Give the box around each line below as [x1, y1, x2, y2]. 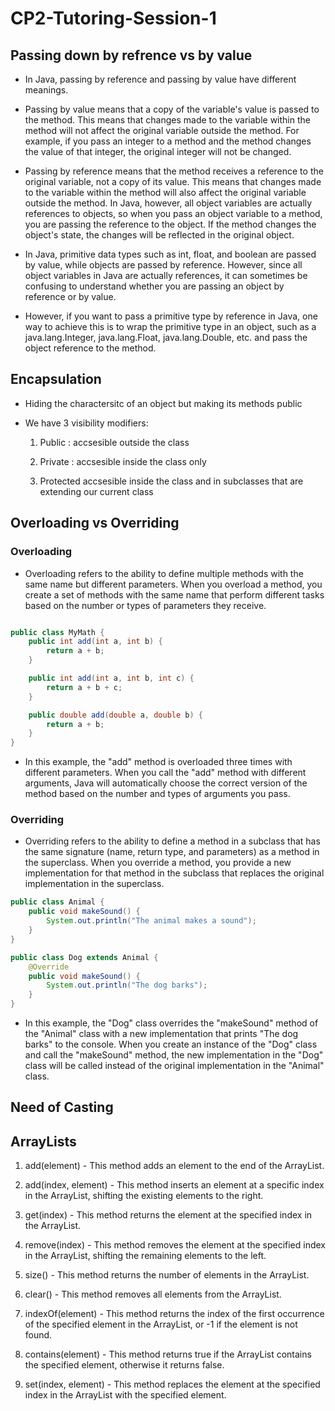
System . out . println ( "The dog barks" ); [46, 980, 208, 991]
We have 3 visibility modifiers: [24, 417, 149, 429]
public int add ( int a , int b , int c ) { [28, 673, 195, 683]
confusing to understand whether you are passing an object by [24, 280, 285, 292]
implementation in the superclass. [24, 878, 165, 890]
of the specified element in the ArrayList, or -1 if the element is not [24, 1318, 298, 1331]
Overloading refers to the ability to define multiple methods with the [24, 567, 304, 579]
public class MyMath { [10, 627, 105, 637]
